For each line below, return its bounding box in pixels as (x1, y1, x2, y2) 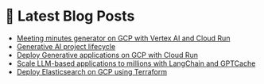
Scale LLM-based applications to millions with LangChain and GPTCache (16, 59, 256, 68)
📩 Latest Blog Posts (5, 7, 135, 25)
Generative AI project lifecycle (16, 41, 116, 51)
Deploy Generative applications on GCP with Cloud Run (16, 50, 198, 59)
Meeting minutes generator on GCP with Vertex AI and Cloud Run (16, 33, 231, 43)
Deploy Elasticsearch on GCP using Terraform (16, 67, 168, 76)
